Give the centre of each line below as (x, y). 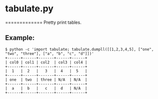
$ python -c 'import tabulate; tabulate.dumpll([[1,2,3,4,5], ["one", (79, 49)
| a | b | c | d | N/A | (46, 88)
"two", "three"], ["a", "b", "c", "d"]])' (50, 53)
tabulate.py (29, 9)
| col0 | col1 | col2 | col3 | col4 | (46, 62)
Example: (20, 38)
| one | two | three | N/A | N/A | (46, 80)
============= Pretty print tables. (43, 22)
